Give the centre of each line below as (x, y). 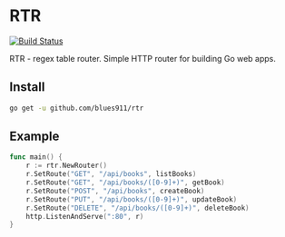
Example (34, 137)
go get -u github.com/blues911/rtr (77, 108)
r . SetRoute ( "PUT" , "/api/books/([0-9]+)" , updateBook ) (132, 199)
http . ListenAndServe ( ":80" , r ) (85, 216)
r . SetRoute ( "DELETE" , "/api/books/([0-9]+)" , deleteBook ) (138, 208)
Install (27, 87)
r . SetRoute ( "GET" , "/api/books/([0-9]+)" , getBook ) (125, 183)
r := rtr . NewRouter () (66, 166)
